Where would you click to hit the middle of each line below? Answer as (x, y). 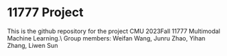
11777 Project (45, 12)
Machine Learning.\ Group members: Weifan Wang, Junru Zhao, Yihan (106, 38)
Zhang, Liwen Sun (33, 45)
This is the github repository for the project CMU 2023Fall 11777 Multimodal (114, 31)
